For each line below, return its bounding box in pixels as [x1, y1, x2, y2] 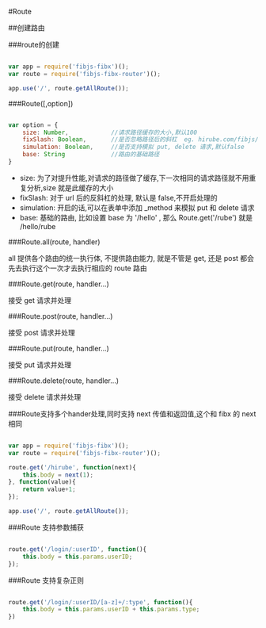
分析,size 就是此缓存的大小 [26, 182, 114, 193]
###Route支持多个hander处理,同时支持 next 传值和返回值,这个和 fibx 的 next [8, 408, 256, 419]
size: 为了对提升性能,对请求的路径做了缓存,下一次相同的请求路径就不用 [19, 173, 249, 182]
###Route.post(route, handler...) [8, 311, 113, 320]
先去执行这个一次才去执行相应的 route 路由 [8, 263, 148, 273]
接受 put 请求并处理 [8, 360, 72, 370]
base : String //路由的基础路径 [22, 151, 160, 159]
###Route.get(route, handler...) [8, 279, 109, 289]
